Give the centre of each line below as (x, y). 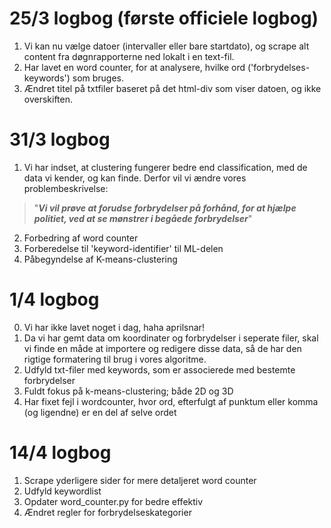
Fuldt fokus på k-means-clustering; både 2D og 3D (128, 391)
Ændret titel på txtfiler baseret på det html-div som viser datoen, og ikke (172, 88)
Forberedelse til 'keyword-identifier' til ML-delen (123, 248)
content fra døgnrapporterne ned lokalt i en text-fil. (129, 56)
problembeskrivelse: (66, 188)
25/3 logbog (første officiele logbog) (164, 18)
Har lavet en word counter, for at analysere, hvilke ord (134, 67)
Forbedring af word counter (81, 238)
